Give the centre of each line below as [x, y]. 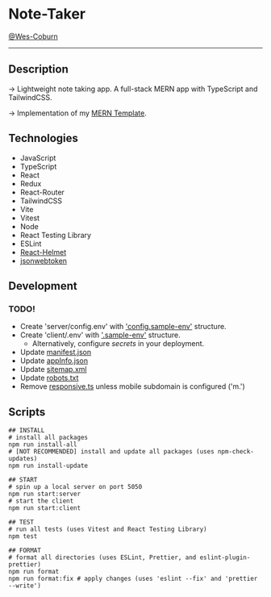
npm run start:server [45, 494]
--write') [25, 586]
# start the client [41, 501]
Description [38, 69]
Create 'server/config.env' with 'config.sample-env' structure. [123, 327]
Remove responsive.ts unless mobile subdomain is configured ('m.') [133, 386]
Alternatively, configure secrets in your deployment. [118, 344]
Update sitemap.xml [53, 369]
